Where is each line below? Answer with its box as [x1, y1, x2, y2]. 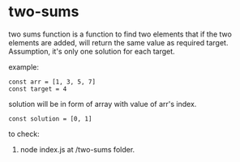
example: [8, 62, 39, 71]
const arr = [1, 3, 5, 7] [8, 78, 96, 86]
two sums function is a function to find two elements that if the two [8, 29, 233, 39]
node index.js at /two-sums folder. [19, 144, 135, 154]
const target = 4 [8, 84, 67, 93]
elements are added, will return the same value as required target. [8, 37, 229, 47]
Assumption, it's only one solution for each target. [8, 46, 176, 56]
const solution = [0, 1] [8, 114, 92, 123]
